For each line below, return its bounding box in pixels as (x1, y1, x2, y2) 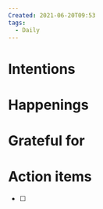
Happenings (8, 96, 89, 114)
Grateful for (8, 131, 85, 149)
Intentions (8, 60, 76, 78)
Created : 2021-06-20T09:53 (8, 11, 96, 20)
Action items (8, 168, 92, 185)
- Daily (15, 26, 41, 34)
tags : (8, 19, 26, 27)
